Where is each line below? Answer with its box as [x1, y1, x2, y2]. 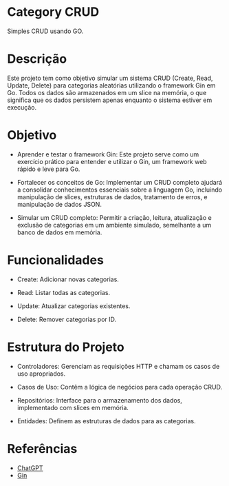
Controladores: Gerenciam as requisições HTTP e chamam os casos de [17, 362, 220, 370]
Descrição [7, 51, 67, 67]
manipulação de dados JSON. [17, 200, 102, 208]
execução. [7, 103, 37, 111]
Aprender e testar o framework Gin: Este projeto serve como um [17, 150, 199, 159]
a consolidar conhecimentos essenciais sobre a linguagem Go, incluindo [17, 185, 222, 194]
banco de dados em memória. [17, 228, 102, 236]
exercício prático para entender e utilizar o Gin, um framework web [17, 157, 208, 165]
